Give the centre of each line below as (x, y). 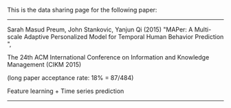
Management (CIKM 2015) (44, 65)
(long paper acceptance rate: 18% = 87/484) (70, 78)
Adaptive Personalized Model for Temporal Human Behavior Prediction (124, 37)
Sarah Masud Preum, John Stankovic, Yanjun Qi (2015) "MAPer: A (100, 29)
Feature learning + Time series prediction (66, 91)
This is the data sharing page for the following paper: (82, 10)
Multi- (203, 29)
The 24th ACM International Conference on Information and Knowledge (108, 57)
